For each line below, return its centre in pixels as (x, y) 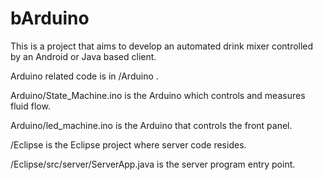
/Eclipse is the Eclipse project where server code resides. (128, 144)
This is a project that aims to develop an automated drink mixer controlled (162, 46)
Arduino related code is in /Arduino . (84, 76)
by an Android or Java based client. (83, 56)
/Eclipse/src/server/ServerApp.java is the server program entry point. (153, 164)
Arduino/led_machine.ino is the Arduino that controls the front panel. (151, 125)
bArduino (50, 18)
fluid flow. (30, 106)
